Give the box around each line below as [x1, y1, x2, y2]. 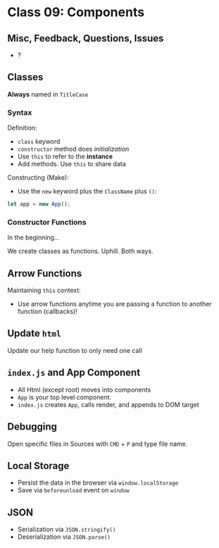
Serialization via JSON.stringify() [17, 525, 116, 534]
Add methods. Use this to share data [17, 160, 127, 168]
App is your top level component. [17, 392, 112, 401]
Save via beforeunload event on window [17, 486, 130, 494]
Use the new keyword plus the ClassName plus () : [17, 187, 157, 196]
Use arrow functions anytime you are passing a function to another [17, 300, 213, 309]
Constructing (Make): [7, 173, 69, 182]
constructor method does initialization [17, 145, 130, 154]
